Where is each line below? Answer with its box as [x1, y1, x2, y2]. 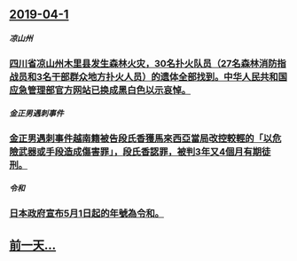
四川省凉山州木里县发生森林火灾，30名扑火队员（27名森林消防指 [9, 58, 286, 70]
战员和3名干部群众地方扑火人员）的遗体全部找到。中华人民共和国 [9, 71, 288, 83]
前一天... [9, 237, 57, 252]
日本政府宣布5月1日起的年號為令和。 [9, 208, 164, 220]
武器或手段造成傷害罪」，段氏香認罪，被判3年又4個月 [18, 146, 244, 158]
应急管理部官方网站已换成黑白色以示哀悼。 [9, 84, 191, 97]
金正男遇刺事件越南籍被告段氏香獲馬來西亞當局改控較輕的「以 [9, 132, 273, 145]
